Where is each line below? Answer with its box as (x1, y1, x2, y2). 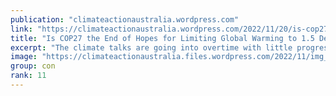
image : (10, 52, 38, 62)
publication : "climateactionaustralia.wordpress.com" (10, 14, 240, 25)
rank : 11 (10, 71, 47, 81)
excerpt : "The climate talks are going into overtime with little (10, 42, 293, 53)
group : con (10, 61, 56, 71)
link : (10, 24, 33, 34)
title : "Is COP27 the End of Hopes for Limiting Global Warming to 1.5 (10, 33, 315, 43)
